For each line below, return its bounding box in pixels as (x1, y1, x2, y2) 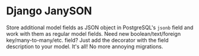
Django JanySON (6, 4, 92, 18)
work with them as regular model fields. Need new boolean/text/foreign (6, 30, 181, 37)
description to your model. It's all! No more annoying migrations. (6, 43, 163, 50)
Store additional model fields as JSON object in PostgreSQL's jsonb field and (6, 24, 194, 31)
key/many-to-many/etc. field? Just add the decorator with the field (6, 36, 169, 43)
